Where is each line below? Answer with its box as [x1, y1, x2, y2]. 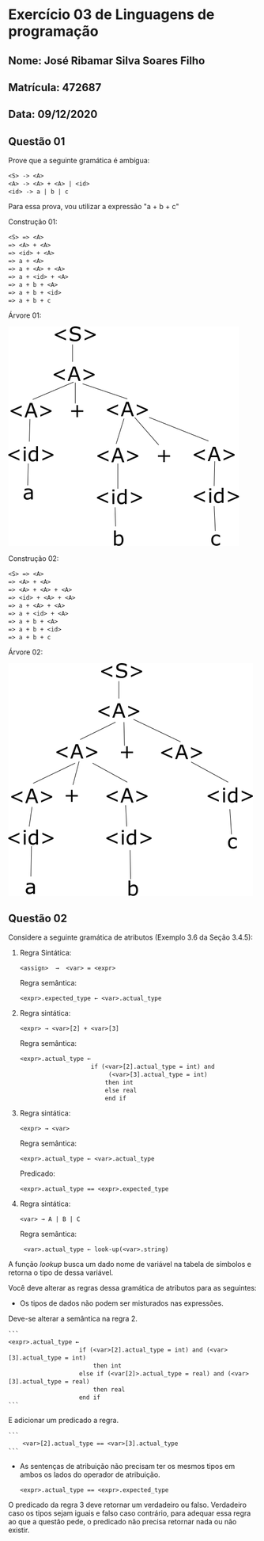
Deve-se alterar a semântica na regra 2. [8, 1314, 138, 1323]
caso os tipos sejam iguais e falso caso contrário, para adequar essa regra [8, 1508, 251, 1518]
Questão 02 [8, 911, 67, 925]
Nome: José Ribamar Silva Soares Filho [8, 54, 206, 67]
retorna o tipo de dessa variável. [8, 1268, 114, 1277]
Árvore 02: [8, 647, 43, 657]
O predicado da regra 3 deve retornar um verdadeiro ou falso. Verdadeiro [8, 1500, 247, 1509]
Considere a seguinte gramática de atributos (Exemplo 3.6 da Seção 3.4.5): [8, 933, 253, 942]
